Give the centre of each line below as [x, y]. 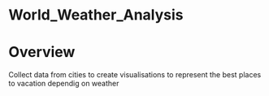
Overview [42, 52]
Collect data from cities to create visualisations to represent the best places [135, 75]
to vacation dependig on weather [64, 84]
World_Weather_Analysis [96, 15]
